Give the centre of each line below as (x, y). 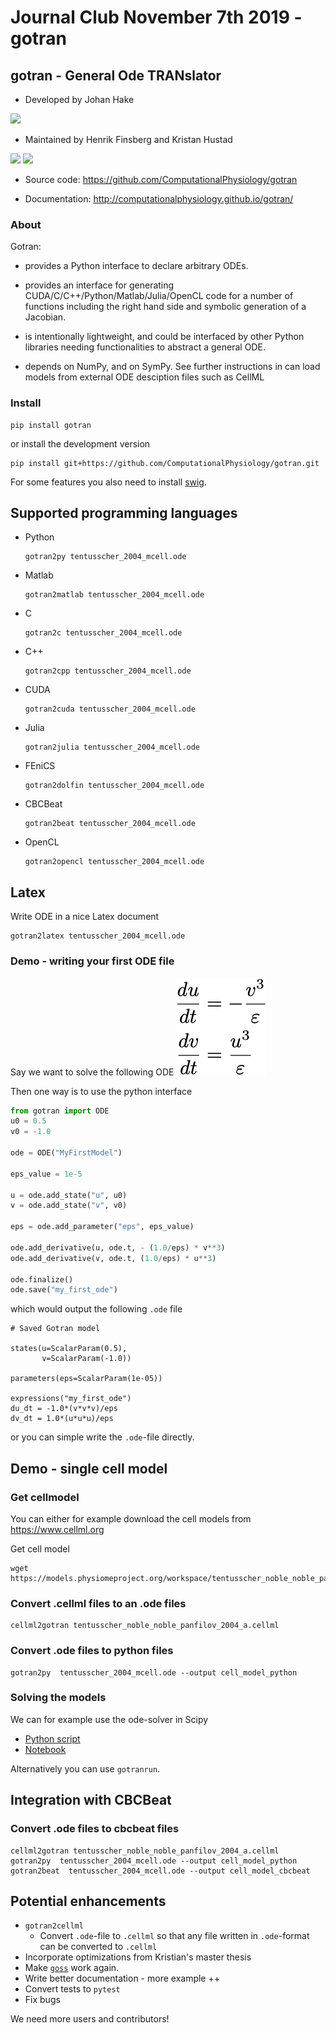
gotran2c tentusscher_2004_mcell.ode (103, 633)
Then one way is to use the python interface (101, 1091)
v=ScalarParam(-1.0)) (86, 1359)
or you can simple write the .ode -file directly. (102, 1437)
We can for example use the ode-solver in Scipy (109, 1719)
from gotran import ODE (60, 1111)
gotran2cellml (54, 1926)
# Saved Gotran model (55, 1329)
